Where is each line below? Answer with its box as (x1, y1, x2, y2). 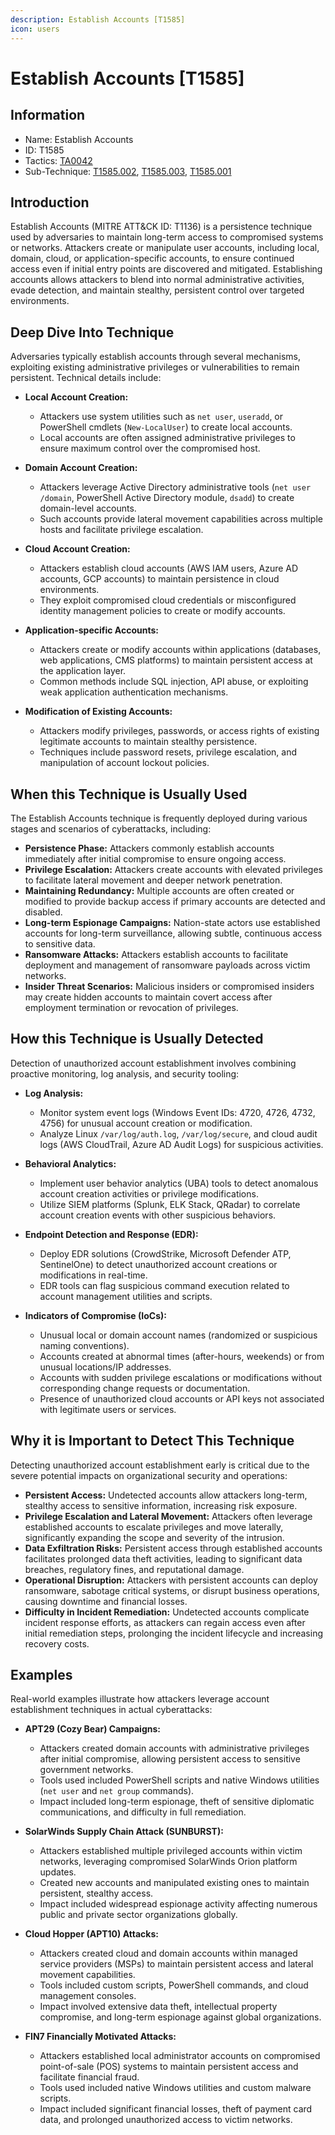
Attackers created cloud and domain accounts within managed (39, 1947, 298, 1960)
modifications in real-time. (39, 1269, 148, 1281)
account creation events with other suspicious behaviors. (39, 1209, 277, 1221)
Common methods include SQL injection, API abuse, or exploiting (39, 676, 309, 688)
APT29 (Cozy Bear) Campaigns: (24, 1723, 161, 1735)
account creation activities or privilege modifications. (39, 1187, 259, 1200)
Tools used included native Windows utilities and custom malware (39, 2082, 312, 2094)
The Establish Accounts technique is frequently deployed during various (10, 812, 308, 824)
